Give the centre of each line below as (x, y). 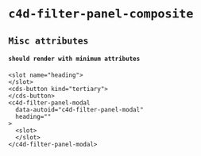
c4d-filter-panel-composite (101, 14)
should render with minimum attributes (74, 59)
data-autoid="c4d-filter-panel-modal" (80, 109)
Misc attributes (48, 40)
